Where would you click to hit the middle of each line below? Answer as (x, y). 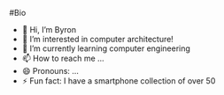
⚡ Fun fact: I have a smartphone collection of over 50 (119, 81)
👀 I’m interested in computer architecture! (98, 39)
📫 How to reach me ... (63, 58)
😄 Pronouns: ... (50, 71)
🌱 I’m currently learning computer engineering (106, 48)
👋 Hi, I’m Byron (49, 29)
